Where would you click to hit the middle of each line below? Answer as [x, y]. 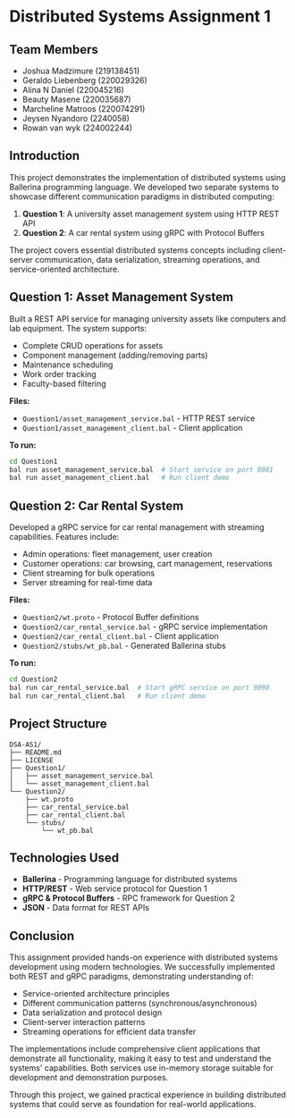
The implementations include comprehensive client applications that [135, 1049]
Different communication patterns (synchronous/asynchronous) [139, 1004]
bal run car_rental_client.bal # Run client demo [107, 696]
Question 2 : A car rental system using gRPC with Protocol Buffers [143, 232]
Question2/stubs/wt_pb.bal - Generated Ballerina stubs [124, 646]
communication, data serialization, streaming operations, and [148, 259]
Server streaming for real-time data [87, 583]
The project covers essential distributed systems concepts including [135, 250]
